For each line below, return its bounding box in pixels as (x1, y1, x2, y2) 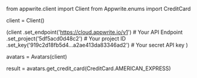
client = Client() (6, 17, 45, 24)
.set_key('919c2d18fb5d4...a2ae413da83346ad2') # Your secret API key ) (6, 42, 188, 48)
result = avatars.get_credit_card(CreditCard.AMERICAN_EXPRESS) (6, 65, 171, 72)
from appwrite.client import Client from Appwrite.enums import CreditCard (6, 5, 191, 12)
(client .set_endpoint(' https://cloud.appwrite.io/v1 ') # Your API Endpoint (6, 28, 183, 36)
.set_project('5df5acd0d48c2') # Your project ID (6, 35, 127, 42)
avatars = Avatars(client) (6, 53, 67, 60)
